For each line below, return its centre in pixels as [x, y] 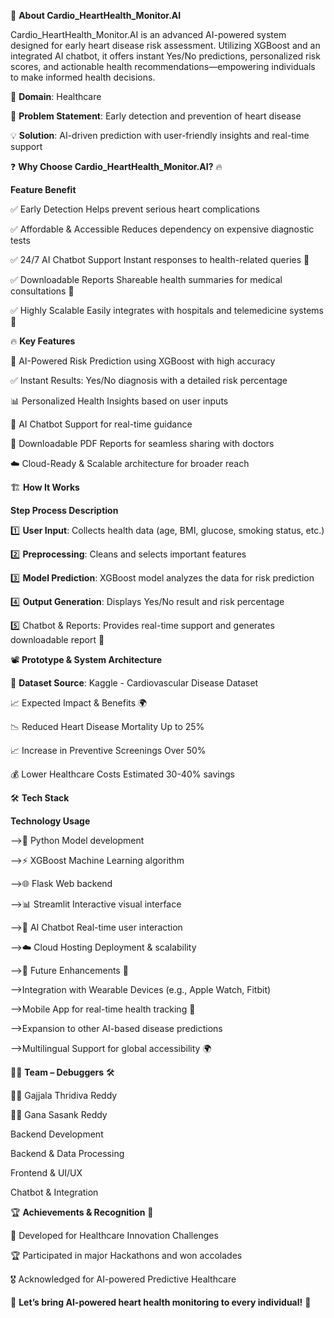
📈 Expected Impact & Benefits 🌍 [79, 703]
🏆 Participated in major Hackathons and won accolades [126, 1255]
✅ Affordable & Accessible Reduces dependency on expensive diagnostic [162, 229]
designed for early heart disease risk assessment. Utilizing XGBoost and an [165, 45]
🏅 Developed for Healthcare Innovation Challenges [114, 1235]
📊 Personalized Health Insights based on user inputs [119, 401]
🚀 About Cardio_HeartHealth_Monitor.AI [96, 15]
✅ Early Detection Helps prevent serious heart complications [135, 209]
